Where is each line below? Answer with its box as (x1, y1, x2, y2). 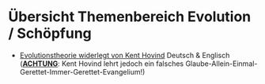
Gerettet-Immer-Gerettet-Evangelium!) (19, 67, 146, 76)
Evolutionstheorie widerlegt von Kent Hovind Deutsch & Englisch (19, 50, 230, 60)
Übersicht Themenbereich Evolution (8, 8, 252, 26)
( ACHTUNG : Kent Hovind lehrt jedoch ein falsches (19, 59, 184, 68)
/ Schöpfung (8, 24, 93, 42)
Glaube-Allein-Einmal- (185, 59, 258, 68)
